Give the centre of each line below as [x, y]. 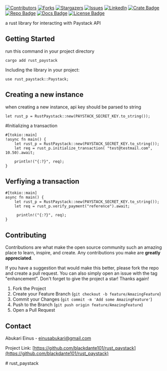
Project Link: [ [20, 348]
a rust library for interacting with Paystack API [53, 23]
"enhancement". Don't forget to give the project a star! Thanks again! [77, 279]
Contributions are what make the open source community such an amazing [83, 247]
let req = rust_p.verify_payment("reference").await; [72, 206]
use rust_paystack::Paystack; [37, 79]
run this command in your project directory [50, 51]
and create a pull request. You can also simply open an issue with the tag [81, 273]
